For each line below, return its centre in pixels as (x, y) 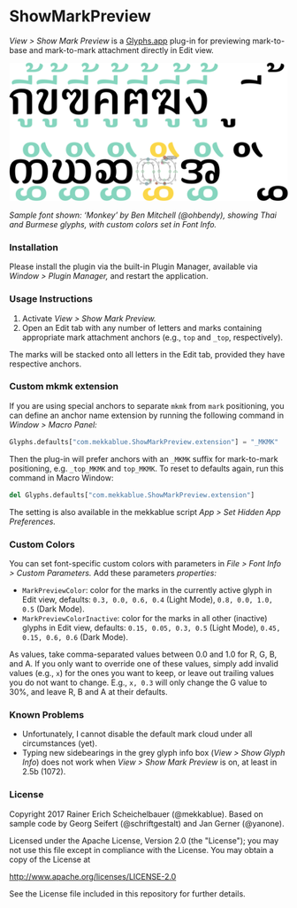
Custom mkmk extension (64, 387)
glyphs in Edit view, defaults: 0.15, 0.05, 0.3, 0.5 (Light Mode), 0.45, (151, 627)
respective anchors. (46, 364)
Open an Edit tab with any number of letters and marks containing (142, 327)
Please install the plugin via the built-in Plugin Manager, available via (133, 266)
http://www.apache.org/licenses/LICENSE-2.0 (93, 876)
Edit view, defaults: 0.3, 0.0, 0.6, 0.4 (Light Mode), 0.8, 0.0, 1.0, (148, 599)
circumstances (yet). (60, 743)
